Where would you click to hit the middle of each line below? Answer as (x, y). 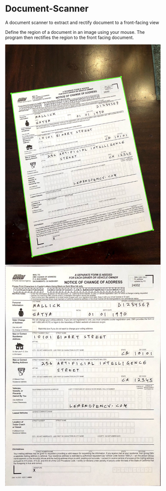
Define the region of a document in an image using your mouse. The (75, 32)
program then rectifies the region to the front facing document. (70, 37)
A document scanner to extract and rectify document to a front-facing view (82, 22)
